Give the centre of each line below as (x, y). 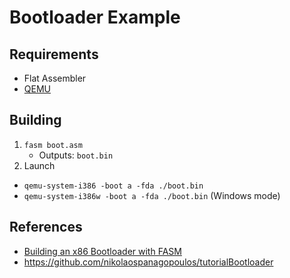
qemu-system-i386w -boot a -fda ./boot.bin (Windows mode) (152, 195)
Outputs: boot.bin (76, 155)
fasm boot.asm (53, 145)
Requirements (54, 54)
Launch (39, 165)
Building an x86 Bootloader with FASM (102, 251)
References (46, 227)
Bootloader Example (95, 17)
